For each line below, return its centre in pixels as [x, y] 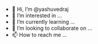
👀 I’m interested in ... [37, 15]
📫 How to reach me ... [39, 35]
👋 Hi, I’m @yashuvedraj [40, 9]
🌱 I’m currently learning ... [43, 22]
